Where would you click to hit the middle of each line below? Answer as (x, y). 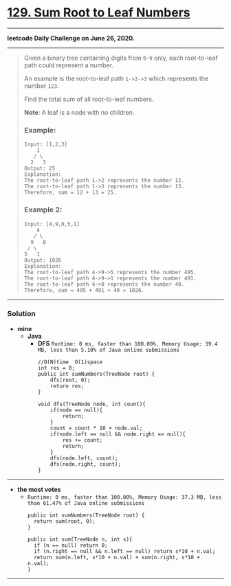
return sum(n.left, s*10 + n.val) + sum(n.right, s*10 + (117, 557)
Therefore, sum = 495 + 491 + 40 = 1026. (84, 290)
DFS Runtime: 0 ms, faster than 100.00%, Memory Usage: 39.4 (128, 343)
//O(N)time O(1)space (70, 362)
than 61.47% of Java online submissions (86, 503)
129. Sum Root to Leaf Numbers (99, 13)
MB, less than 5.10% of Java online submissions (109, 350)
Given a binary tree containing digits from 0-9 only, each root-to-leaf (121, 58)
